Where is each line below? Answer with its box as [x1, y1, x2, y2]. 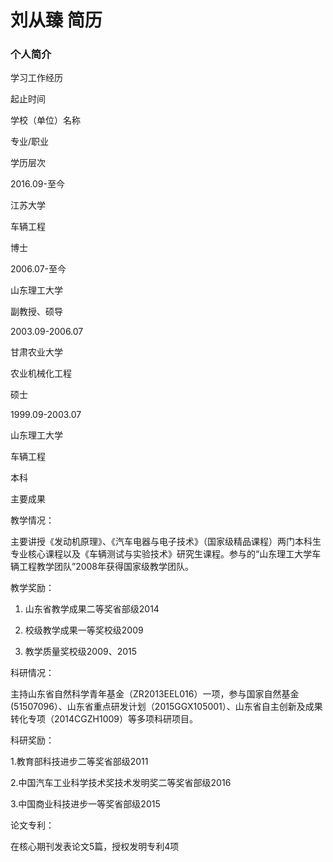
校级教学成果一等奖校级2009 [24, 624, 144, 636]
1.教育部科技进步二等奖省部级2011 [10, 756, 149, 768]
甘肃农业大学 [10, 346, 63, 358]
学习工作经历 [10, 72, 63, 84]
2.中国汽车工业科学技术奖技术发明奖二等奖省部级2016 [10, 777, 232, 789]
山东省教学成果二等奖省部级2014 [24, 603, 160, 615]
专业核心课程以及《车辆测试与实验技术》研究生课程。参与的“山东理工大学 [10, 548, 313, 560]
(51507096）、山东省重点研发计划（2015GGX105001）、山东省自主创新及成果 [10, 701, 323, 713]
